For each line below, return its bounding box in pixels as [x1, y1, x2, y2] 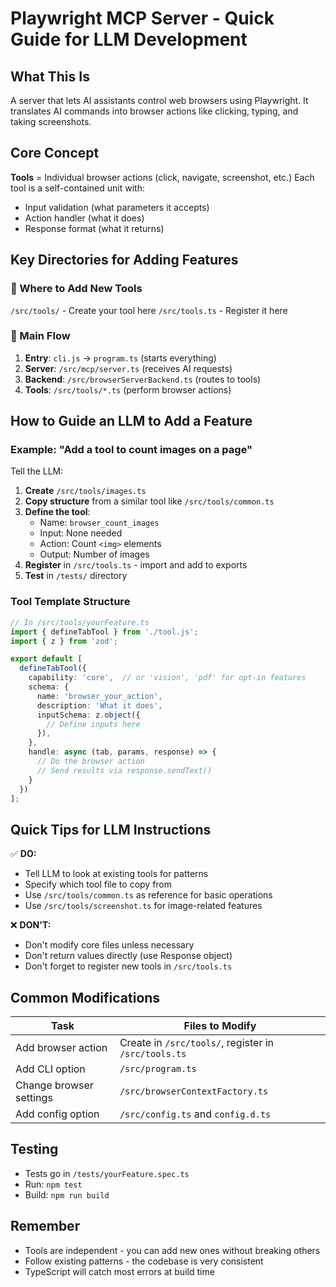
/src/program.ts [119, 1063, 197, 1075]
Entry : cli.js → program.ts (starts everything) [24, 352, 217, 364]
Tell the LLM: [10, 465, 64, 477]
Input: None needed [39, 527, 123, 539]
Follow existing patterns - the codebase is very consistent [24, 1255, 264, 1267]
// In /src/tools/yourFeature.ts [10, 617, 150, 627]
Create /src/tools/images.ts [24, 485, 147, 497]
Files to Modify [183, 1019, 257, 1033]
